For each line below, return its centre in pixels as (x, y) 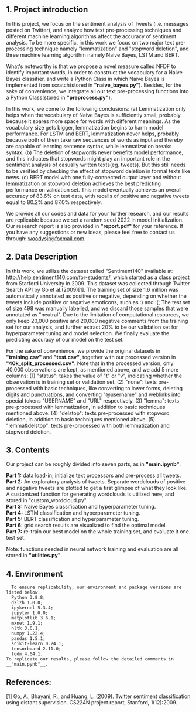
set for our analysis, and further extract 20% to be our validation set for (92, 327)
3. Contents (28, 450)
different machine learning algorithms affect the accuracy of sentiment (91, 36)
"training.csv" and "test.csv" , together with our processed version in (91, 357)
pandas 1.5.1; (28, 639)
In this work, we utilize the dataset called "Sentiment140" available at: (90, 271)
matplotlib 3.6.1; (34, 618)
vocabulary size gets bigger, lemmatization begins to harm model (85, 127)
